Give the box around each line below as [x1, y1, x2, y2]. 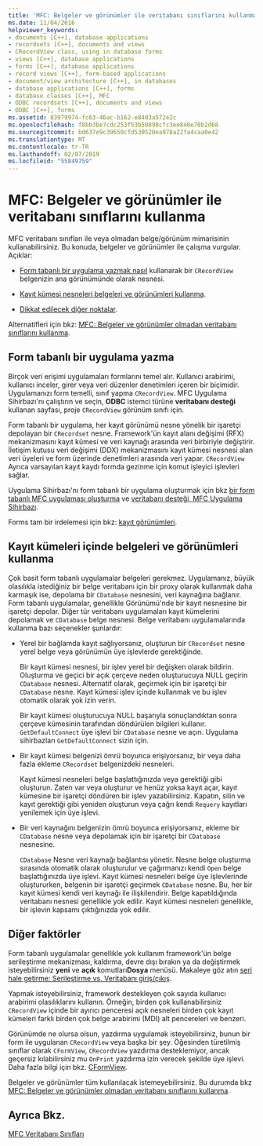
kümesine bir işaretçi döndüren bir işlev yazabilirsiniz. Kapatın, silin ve [19, 790, 245, 801]
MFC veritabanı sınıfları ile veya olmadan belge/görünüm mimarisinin [8, 234, 229, 243]
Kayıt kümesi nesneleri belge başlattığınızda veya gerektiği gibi [19, 774, 222, 783]
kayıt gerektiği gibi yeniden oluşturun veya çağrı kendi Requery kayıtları [19, 799, 248, 808]
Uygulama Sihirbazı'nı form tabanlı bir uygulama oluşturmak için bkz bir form [8, 485, 255, 495]
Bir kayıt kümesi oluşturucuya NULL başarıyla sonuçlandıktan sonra [19, 710, 237, 720]
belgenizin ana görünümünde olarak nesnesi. [19, 274, 165, 283]
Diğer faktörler [8, 928, 81, 941]
